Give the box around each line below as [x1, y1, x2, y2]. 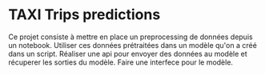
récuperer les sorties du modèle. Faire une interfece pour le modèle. [8, 57, 234, 67]
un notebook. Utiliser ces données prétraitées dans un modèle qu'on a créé [8, 40, 258, 49]
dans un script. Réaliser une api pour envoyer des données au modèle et [8, 49, 248, 58]
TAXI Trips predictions [8, 6, 161, 24]
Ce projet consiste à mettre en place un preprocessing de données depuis [8, 32, 254, 41]
